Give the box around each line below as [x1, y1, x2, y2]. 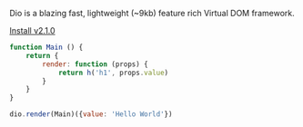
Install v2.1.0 [9, 25, 56, 35]
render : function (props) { [42, 59, 148, 69]
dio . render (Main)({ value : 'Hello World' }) [9, 110, 173, 119]
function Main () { [9, 43, 84, 52]
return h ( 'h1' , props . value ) [57, 68, 169, 77]
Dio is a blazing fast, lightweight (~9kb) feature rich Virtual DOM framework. [9, 8, 295, 18]
